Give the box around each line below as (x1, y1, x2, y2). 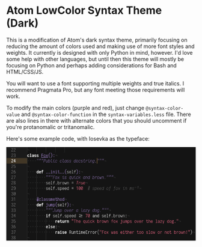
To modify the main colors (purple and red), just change (6, 104, 145, 111)
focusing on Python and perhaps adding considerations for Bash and (6, 61, 177, 69)
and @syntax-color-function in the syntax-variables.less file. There (20, 111, 191, 118)
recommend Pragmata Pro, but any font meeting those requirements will (6, 86, 185, 93)
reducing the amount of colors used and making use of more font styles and (6, 43, 195, 50)
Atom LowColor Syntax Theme (6, 4, 162, 17)
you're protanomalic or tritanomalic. (6, 123, 95, 130)
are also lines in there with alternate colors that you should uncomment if (6, 117, 187, 124)
